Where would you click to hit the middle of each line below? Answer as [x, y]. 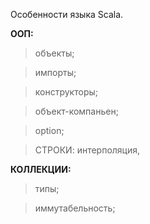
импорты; [55, 72]
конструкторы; [66, 92]
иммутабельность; [75, 208]
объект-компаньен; [76, 111]
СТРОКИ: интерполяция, [87, 150]
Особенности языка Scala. [67, 14]
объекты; [54, 53]
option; [49, 130]
